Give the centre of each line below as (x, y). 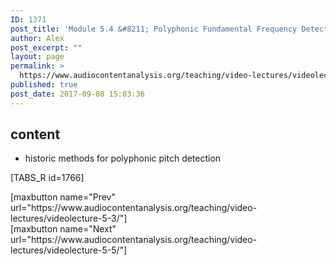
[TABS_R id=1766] (47, 178)
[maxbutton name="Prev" (63, 197)
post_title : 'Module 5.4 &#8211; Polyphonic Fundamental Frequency (154, 29)
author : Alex (37, 38)
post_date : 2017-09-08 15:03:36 (77, 94)
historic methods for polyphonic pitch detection (123, 158)
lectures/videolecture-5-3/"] (69, 218)
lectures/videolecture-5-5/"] (69, 250)
